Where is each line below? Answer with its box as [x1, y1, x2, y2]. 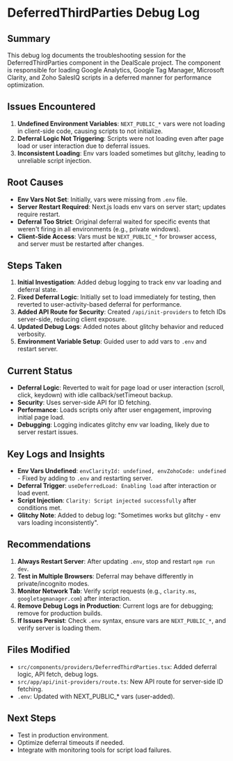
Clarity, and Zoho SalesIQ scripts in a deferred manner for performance [7, 73, 212, 82]
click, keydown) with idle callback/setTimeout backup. [17, 391, 173, 399]
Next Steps [7, 712, 56, 724]
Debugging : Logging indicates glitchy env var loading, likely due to [17, 420, 210, 429]
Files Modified [7, 644, 71, 656]
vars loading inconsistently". [17, 518, 99, 527]
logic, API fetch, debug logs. [17, 670, 99, 678]
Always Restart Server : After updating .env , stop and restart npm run [17, 557, 216, 565]
